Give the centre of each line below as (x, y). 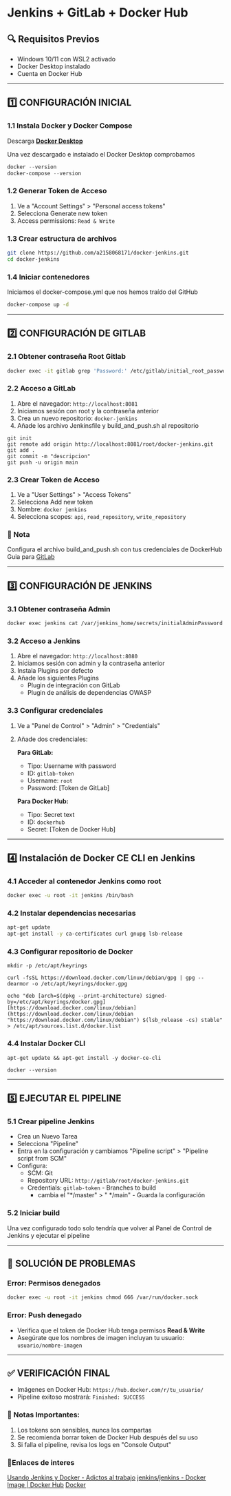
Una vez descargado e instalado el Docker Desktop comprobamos (101, 154)
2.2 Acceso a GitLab (42, 388)
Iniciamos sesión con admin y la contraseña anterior (91, 663)
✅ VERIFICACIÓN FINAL (59, 1373)
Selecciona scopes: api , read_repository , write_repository (101, 517)
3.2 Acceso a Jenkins (44, 641)
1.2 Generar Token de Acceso (57, 191)
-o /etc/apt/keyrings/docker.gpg (80, 984)
